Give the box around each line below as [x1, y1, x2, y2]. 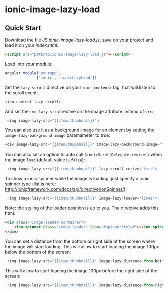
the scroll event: [5, 89, 38, 96]
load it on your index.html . [5, 42, 59, 48]
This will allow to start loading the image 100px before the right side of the [5, 267, 158, 274]
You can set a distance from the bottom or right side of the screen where [5, 238, 155, 244]
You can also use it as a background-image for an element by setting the [5, 127, 155, 133]
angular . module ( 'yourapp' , [5, 70, 61, 76]
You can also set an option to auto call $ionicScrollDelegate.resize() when [5, 152, 162, 158]
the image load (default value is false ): [5, 157, 85, 163]
